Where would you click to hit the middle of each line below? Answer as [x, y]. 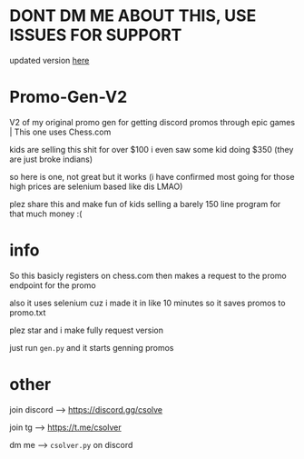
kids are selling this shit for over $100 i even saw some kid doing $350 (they [152, 149]
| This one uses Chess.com [60, 132]
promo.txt [28, 312]
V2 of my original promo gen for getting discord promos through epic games [152, 122]
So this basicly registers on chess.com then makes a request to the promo [148, 275]
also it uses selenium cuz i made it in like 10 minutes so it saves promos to [147, 303]
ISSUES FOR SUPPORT [96, 35]
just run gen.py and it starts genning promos [92, 347]
